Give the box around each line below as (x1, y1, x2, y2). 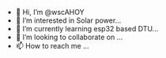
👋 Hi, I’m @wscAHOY (15, 8, 85, 16)
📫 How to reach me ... (15, 42, 89, 50)
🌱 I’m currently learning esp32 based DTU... (15, 24, 159, 33)
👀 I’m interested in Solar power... (15, 16, 122, 25)
